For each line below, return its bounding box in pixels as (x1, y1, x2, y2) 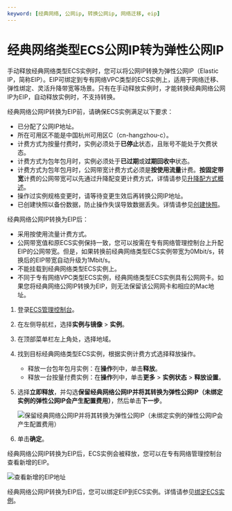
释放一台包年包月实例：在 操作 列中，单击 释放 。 (27, 364, 161, 372)
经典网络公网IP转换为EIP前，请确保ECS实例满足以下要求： (7, 107, 174, 115)
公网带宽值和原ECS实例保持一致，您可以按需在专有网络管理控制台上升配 (17, 238, 224, 246)
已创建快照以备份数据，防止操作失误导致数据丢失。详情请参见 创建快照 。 (17, 200, 224, 208)
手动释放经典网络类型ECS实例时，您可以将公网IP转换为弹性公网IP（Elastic (7, 67, 220, 75)
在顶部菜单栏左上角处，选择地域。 (17, 335, 115, 343)
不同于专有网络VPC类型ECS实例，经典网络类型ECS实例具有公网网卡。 (17, 273, 218, 281)
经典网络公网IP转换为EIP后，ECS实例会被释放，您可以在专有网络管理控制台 (7, 449, 222, 458)
